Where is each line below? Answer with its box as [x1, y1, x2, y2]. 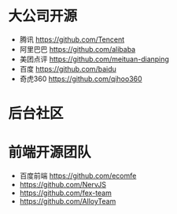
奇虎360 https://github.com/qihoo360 [19, 74, 143, 83]
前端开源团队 [8, 143, 92, 161]
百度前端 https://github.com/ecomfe [19, 171, 137, 181]
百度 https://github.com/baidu [19, 64, 116, 73]
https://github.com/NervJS [19, 180, 106, 190]
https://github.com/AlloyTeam [19, 197, 116, 206]
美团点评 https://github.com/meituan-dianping [19, 54, 169, 64]
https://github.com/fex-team [19, 188, 112, 197]
